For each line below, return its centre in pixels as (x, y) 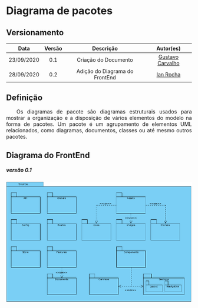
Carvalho (169, 63)
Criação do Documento (105, 60)
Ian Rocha (169, 74)
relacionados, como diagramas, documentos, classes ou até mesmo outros (99, 130)
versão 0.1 (19, 170)
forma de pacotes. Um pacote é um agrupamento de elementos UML (99, 124)
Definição (24, 97)
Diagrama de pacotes (60, 11)
